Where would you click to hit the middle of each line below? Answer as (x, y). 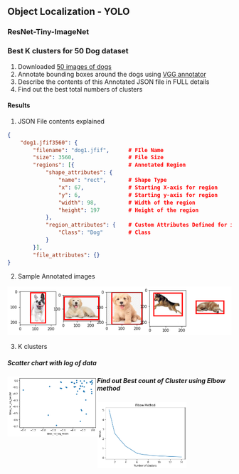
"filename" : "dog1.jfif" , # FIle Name (98, 150)
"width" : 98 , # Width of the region (127, 203)
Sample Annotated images (56, 276)
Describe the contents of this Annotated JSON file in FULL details (113, 82)
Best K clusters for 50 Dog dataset (68, 51)
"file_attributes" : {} (67, 255)
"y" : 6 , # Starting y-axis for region (138, 195)
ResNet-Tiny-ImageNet (48, 32)
